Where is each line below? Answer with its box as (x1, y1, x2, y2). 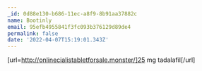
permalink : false (7, 30, 59, 37)
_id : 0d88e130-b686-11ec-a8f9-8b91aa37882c (7, 10, 138, 18)
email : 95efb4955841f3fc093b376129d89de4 (7, 23, 131, 30)
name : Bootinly (7, 17, 52, 24)
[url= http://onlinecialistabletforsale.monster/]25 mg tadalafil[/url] (7, 56, 196, 64)
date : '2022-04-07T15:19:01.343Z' (7, 37, 109, 44)
